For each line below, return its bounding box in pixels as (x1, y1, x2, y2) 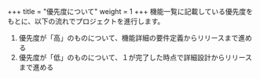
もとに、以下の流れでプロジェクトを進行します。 (7, 16, 165, 26)
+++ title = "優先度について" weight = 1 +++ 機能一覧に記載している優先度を (7, 7, 253, 16)
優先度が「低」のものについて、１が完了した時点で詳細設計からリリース (18, 53, 252, 62)
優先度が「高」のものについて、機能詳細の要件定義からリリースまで (18, 34, 239, 42)
